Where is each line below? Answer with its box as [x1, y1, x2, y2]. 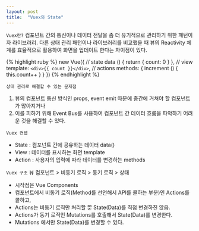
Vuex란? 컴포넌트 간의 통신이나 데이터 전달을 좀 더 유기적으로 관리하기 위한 [6, 31, 177, 39]
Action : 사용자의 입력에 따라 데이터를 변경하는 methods [14, 156, 146, 163]
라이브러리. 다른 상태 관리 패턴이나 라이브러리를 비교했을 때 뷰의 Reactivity [12, 39, 185, 46]
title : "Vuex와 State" [6, 14, 64, 20]
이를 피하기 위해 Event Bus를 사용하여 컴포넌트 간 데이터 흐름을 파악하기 [14, 110, 182, 117]
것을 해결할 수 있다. [21, 117, 66, 124]
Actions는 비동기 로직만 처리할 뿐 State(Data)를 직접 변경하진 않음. [14, 204, 170, 211]
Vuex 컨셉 [6, 130, 28, 136]
